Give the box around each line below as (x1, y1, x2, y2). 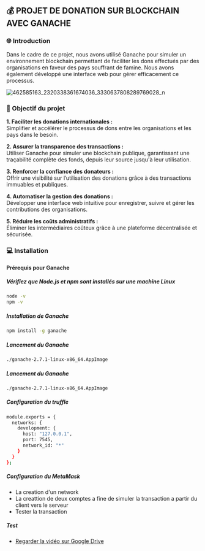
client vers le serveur (15, 501, 69, 509)
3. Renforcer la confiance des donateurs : (6, 168, 114, 175)
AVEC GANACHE (6, 18, 72, 29)
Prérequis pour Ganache (6, 264, 70, 271)
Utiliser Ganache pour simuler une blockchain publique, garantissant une (6, 149, 190, 156)
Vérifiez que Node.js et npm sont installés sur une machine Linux (6, 278, 176, 285)
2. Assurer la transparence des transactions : (6, 142, 124, 150)
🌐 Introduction (6, 37, 51, 45)
